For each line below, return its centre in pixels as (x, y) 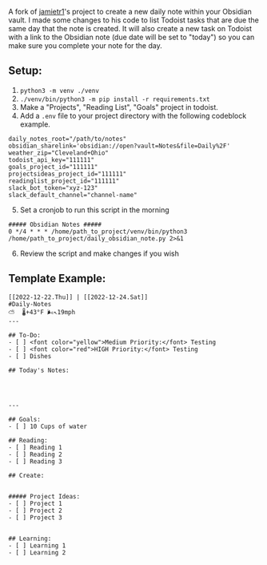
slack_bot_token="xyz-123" (53, 188)
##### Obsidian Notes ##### (55, 224)
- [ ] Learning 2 (37, 552)
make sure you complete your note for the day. (85, 46)
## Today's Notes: (39, 370)
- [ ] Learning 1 (37, 545)
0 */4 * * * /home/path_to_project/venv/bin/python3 (98, 232)
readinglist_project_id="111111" (64, 181)
